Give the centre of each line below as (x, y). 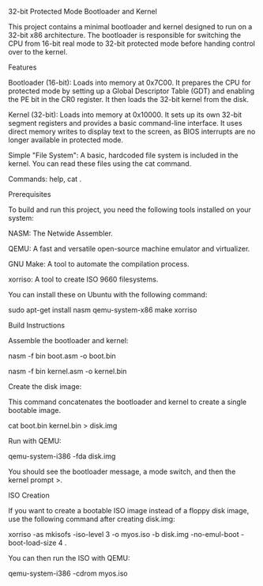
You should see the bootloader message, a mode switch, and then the (122, 471)
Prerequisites (30, 194)
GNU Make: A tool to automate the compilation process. (99, 264)
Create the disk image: (45, 386)
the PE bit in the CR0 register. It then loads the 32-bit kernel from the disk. (128, 99)
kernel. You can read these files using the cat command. (100, 164)
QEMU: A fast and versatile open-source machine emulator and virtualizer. (129, 249)
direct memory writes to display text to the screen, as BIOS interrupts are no (132, 131)
